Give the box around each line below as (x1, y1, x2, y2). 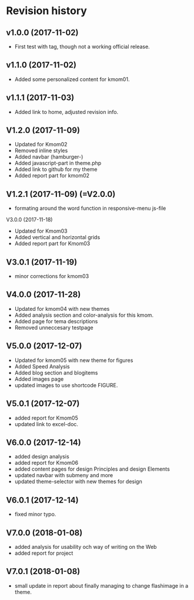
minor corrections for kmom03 (14, 273, 89, 280)
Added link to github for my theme (14, 166, 98, 173)
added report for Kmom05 (14, 414, 78, 421)
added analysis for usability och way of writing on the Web (14, 543, 157, 550)
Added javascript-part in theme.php (14, 160, 102, 167)
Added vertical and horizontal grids (14, 234, 101, 241)
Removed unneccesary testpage (14, 324, 93, 331)
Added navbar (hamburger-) (14, 153, 83, 160)
